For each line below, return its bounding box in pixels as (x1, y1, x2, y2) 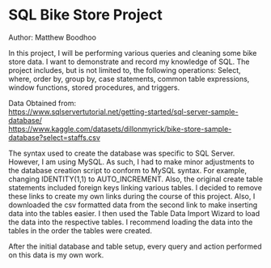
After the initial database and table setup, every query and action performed (8, 241, 262, 251)
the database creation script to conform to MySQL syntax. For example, (8, 165, 247, 175)
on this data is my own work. (8, 249, 104, 260)
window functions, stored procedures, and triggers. (8, 83, 180, 92)
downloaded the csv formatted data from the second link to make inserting (8, 200, 258, 210)
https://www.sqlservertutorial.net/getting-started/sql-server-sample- (8, 107, 239, 117)
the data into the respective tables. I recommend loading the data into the (8, 217, 253, 227)
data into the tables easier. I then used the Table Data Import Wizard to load (8, 208, 260, 218)
